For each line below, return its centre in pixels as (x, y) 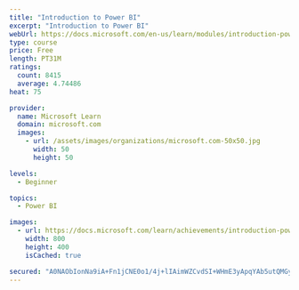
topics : (24, 198)
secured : (25, 271)
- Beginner (37, 182)
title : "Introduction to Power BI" (75, 17)
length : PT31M (36, 59)
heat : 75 (25, 92)
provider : (28, 108)
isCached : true (53, 255)
